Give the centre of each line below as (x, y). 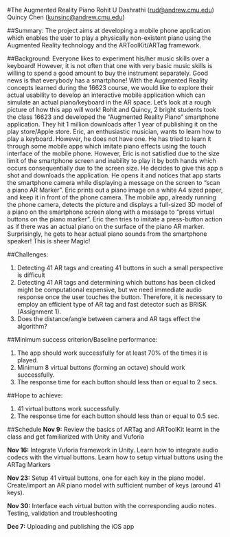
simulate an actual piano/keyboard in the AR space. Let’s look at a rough (109, 102)
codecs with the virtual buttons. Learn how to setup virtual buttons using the (115, 457)
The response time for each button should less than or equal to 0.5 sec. (118, 416)
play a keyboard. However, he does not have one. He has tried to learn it (109, 139)
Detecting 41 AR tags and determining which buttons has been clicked (116, 282)
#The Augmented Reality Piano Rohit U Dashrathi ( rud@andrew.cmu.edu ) (111, 10)
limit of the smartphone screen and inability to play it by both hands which (112, 161)
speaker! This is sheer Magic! (49, 241)
